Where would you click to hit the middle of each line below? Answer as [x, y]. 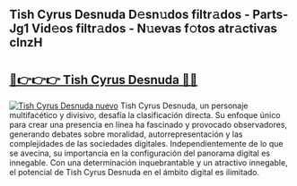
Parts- [271, 15]
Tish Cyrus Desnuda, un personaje [184, 106]
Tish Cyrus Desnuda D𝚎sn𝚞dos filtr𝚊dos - [130, 15]
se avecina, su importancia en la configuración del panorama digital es [140, 153]
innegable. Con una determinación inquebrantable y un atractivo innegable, [149, 163]
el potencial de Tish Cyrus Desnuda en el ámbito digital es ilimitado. [135, 172]
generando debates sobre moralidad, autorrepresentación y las [126, 134]
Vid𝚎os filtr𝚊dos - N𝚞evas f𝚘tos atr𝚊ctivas [154, 29]
